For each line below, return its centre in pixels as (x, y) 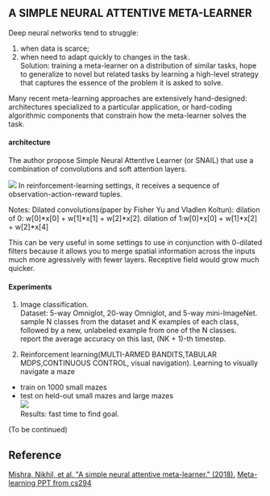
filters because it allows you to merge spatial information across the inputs (132, 251)
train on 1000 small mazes (63, 387)
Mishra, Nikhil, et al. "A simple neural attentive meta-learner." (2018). (122, 474)
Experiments (30, 286)
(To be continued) (38, 430)
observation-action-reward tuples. (65, 194)
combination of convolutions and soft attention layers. (98, 169)
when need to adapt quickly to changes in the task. (105, 56)
